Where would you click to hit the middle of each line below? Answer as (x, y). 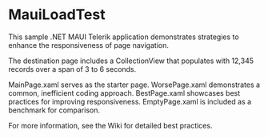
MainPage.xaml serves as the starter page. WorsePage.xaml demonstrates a (134, 85)
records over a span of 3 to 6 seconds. (72, 69)
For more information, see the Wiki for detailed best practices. (110, 125)
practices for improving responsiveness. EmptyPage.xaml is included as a (130, 101)
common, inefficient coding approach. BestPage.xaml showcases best (124, 93)
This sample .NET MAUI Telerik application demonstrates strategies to (124, 37)
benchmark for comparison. (54, 110)
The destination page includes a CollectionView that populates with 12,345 (131, 61)
